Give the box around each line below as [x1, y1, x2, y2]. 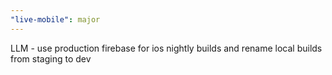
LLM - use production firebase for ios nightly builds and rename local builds [10, 42, 323, 54]
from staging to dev [10, 52, 92, 65]
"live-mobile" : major [10, 14, 101, 25]
